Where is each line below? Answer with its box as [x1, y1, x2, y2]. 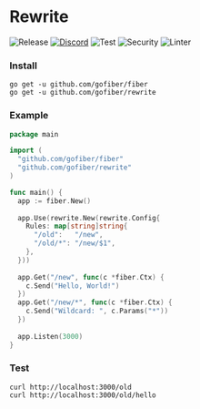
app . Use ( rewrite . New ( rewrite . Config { [17, 213, 161, 222]
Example [9, 109, 49, 122]
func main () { [9, 188, 64, 197]
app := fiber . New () [17, 196, 92, 206]
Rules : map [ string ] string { [25, 221, 128, 231]
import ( [9, 146, 43, 156]
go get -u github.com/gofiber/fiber [9, 80, 148, 89]
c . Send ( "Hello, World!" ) [25, 281, 120, 291]
